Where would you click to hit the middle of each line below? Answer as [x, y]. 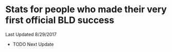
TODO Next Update [33, 44]
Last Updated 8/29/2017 [31, 34]
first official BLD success [60, 20]
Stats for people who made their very [86, 9]
